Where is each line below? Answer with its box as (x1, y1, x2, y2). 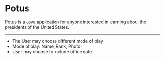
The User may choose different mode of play (12, 38, 103, 44)
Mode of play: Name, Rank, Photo (12, 43, 81, 49)
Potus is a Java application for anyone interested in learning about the (5, 19, 146, 25)
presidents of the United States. (5, 24, 70, 30)
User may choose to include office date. (12, 48, 93, 54)
